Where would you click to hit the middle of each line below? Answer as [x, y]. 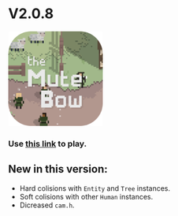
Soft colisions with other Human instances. [86, 196]
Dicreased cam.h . [47, 205]
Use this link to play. [48, 143]
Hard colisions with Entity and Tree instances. [95, 188]
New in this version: [58, 169]
